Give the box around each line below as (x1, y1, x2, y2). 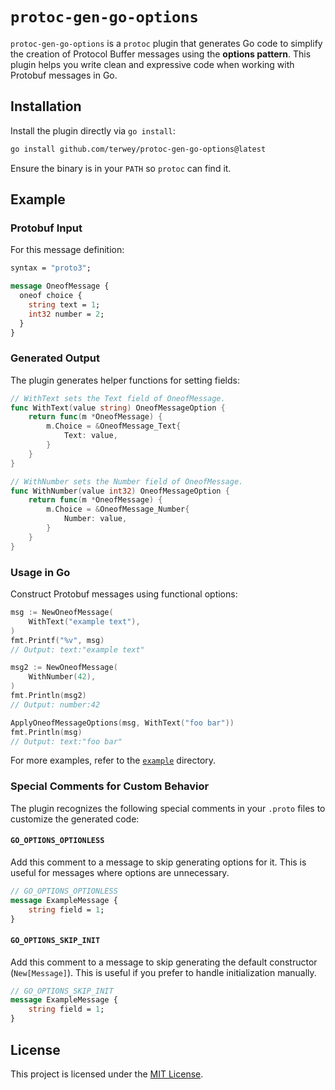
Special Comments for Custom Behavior (10, 779, 210, 793)
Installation (10, 98, 82, 115)
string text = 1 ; (28, 299, 101, 310)
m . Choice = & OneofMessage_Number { (46, 504, 190, 515)
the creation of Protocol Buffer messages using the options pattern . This (10, 48, 312, 60)
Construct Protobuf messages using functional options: (10, 588, 238, 600)
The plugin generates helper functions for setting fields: (10, 374, 240, 386)
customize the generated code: (10, 813, 140, 825)
